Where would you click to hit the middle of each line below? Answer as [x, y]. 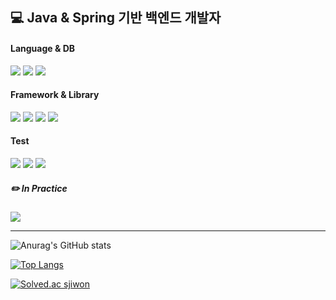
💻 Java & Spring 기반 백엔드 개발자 [116, 18]
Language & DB [43, 48]
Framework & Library [55, 95]
